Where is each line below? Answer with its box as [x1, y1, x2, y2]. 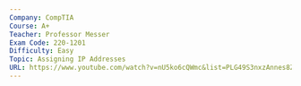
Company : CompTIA [9, 13, 74, 22]
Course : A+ [9, 21, 50, 30]
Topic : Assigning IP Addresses [9, 55, 126, 64]
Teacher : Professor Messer [9, 30, 110, 39]
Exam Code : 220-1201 [9, 38, 87, 47]
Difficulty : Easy [9, 47, 74, 56]
